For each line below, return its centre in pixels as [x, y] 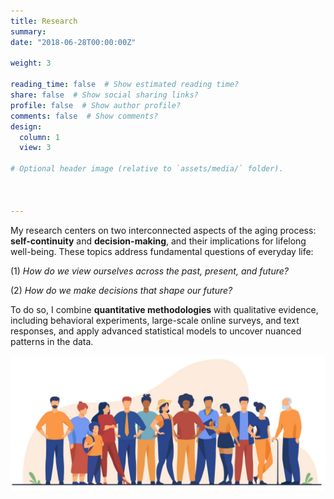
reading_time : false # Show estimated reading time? [125, 85]
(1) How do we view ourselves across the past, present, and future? [149, 271]
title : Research [44, 21]
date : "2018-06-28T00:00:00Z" [73, 42]
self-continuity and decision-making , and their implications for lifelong [158, 241]
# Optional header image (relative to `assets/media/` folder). [147, 169]
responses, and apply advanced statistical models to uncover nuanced [156, 331]
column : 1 [39, 137]
